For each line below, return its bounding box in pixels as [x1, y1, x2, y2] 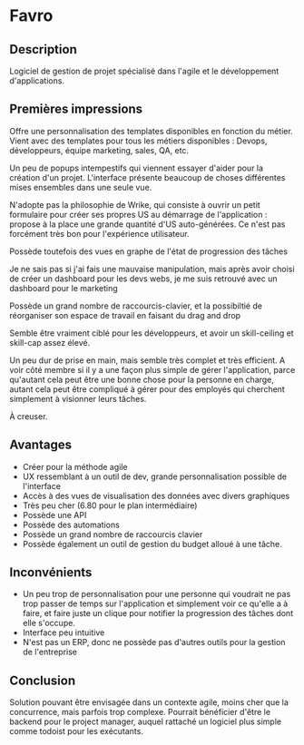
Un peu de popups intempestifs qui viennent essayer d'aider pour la [9, 162, 264, 173]
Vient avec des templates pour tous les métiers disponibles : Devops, [9, 135, 268, 146]
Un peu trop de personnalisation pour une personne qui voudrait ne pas [22, 589, 291, 600]
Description [9, 42, 77, 57]
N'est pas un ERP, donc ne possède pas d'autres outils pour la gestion [22, 637, 286, 648]
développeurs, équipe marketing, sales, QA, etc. [9, 144, 189, 155]
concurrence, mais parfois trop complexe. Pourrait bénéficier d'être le [9, 707, 270, 718]
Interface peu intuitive [22, 627, 105, 638]
